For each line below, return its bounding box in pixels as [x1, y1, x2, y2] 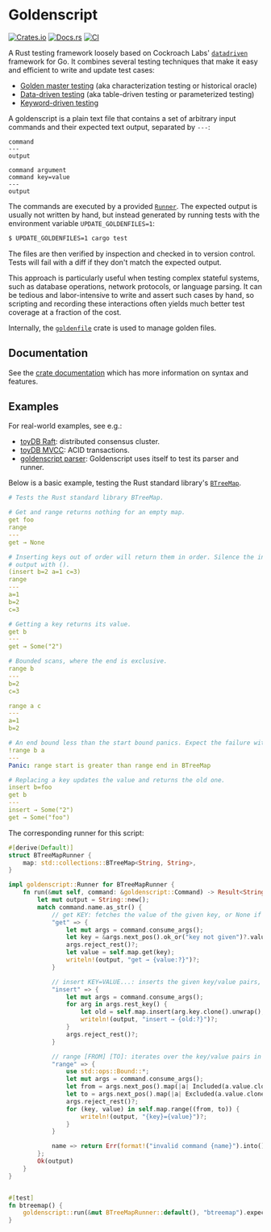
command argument [8, 166, 67, 174]
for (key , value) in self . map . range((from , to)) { [65, 1104, 240, 1113]
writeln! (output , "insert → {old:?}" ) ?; [80, 1016, 219, 1024]
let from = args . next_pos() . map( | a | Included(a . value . [65, 1083, 254, 1091]
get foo [8, 516, 35, 524]
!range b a [8, 746, 45, 754]
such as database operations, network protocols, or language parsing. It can [8, 281, 262, 291]
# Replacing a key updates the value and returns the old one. [8, 776, 226, 784]
